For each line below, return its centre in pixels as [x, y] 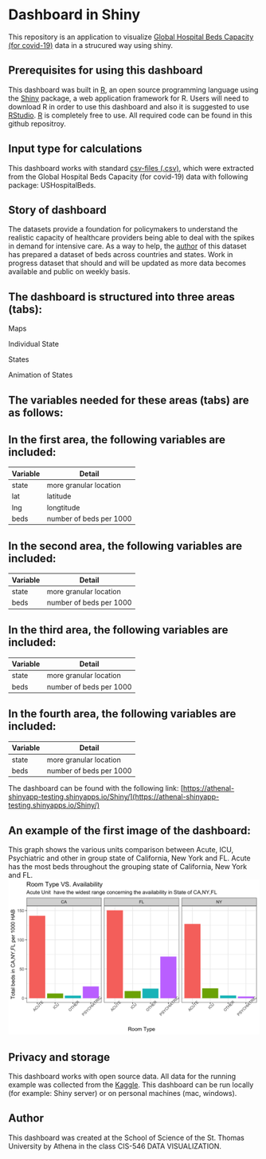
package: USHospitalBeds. [52, 185]
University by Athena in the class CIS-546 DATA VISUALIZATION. [115, 1146]
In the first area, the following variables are [117, 440]
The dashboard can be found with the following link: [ [96, 788]
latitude [59, 496]
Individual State [34, 344]
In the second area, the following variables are [125, 546]
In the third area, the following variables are [118, 630]
